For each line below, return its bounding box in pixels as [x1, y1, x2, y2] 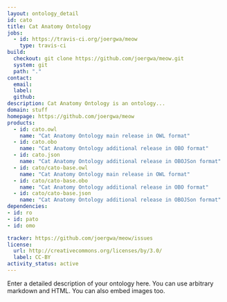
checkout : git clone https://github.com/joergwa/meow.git [13, 55, 185, 62]
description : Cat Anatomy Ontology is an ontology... [7, 100, 166, 107]
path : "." [13, 68, 42, 75]
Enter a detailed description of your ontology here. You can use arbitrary [7, 279, 214, 287]
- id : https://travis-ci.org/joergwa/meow [13, 36, 138, 43]
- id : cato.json [13, 151, 60, 159]
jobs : [7, 29, 23, 37]
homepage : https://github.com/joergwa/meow [7, 113, 135, 120]
